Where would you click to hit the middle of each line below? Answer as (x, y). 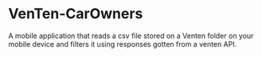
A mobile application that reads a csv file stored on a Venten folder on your (131, 36)
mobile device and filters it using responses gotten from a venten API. (123, 44)
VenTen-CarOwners (76, 14)
